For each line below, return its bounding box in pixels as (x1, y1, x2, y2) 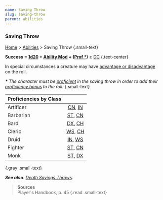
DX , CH (67, 120, 84, 127)
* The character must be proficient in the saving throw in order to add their (5, 78, 158, 84)
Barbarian (7, 112, 31, 119)
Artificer (7, 104, 27, 111)
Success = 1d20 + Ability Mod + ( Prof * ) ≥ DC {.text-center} (5, 54, 129, 60)
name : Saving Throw (5, 7, 45, 12)
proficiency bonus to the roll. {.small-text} (5, 83, 90, 89)
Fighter (7, 144, 25, 151)
